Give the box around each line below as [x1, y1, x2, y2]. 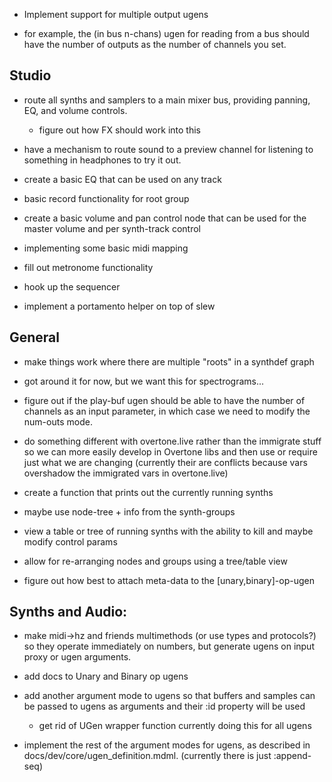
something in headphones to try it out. [23, 154, 182, 166]
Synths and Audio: [9, 604, 128, 621]
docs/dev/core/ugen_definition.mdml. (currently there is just [23, 750, 272, 762]
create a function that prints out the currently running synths [23, 486, 274, 498]
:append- [273, 750, 312, 762]
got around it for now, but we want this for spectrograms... [23, 375, 265, 387]
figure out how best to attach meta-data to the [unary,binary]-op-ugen [23, 574, 315, 586]
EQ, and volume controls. [23, 104, 128, 116]
